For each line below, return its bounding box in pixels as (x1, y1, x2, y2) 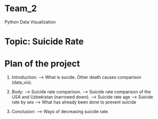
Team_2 (4, 3, 37, 14)
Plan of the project (4, 58, 80, 69)
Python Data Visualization (4, 19, 56, 25)
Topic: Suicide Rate (4, 36, 84, 47)
